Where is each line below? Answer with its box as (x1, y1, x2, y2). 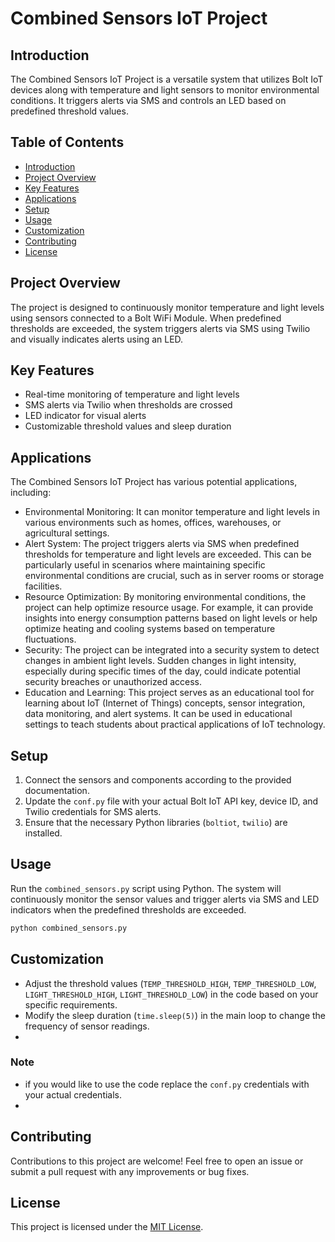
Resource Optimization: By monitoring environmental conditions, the (24, 591, 307, 603)
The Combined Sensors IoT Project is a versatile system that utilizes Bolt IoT (10, 73, 324, 85)
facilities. (24, 580, 63, 592)
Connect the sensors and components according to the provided (24, 774, 292, 786)
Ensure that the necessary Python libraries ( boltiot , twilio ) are (24, 817, 288, 829)
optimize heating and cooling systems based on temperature (24, 623, 276, 635)
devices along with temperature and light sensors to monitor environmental (10, 84, 320, 96)
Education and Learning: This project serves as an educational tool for (24, 687, 315, 699)
